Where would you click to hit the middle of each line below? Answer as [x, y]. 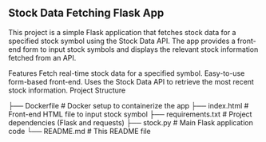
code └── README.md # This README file [79, 131]
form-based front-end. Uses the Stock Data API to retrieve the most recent [131, 81]
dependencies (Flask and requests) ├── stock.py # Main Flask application [131, 122]
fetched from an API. [42, 57]
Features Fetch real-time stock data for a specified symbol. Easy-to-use [127, 73]
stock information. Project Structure [67, 90]
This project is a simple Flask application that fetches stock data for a [122, 32]
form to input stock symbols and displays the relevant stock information [141, 49]
